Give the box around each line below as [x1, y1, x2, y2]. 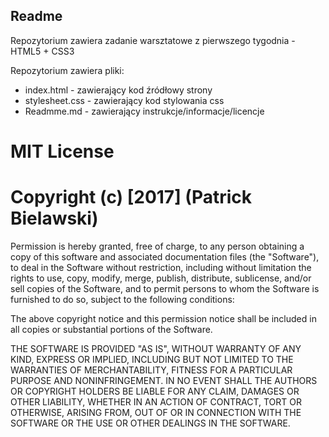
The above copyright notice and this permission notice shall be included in [10, 312, 317, 324]
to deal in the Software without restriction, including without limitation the [10, 261, 312, 273]
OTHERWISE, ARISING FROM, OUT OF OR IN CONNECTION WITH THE [10, 406, 302, 418]
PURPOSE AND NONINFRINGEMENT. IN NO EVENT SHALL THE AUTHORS [10, 374, 318, 386]
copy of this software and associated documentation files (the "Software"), [10, 250, 320, 263]
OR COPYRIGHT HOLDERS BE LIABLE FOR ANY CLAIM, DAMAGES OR [10, 385, 300, 397]
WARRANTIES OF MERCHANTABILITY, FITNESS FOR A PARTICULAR [10, 364, 293, 376]
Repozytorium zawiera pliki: [10, 64, 125, 76]
